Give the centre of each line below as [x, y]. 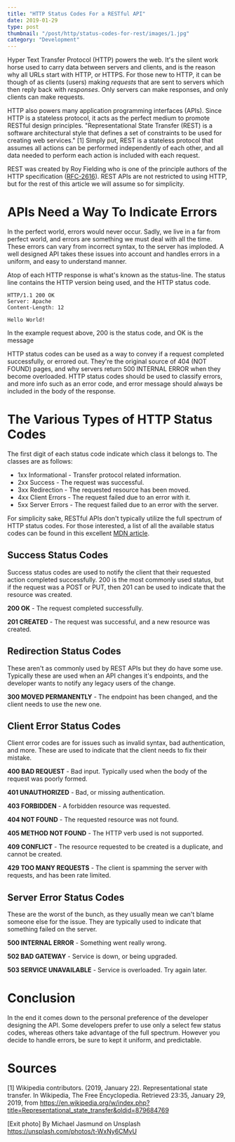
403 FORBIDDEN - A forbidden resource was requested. [89, 806]
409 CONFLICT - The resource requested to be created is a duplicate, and [115, 847]
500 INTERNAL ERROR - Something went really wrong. [87, 943]
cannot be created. [35, 854]
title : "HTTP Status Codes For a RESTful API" [76, 14]
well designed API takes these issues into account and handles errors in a [114, 254]
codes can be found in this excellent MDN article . [78, 533]
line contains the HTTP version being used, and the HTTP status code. [109, 283]
